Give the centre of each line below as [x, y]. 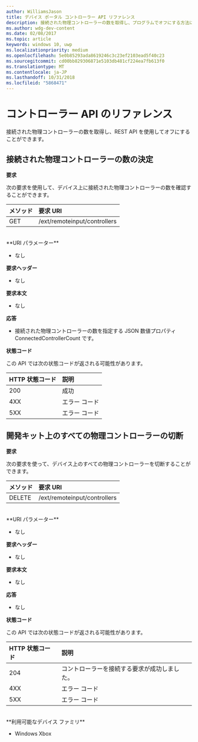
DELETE [20, 497]
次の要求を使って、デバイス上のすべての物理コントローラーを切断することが [98, 464]
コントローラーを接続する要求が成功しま [118, 669]
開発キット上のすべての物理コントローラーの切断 [95, 436]
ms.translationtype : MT [35, 67]
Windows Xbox [33, 733]
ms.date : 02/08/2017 [32, 34]
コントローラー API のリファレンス [89, 114]
